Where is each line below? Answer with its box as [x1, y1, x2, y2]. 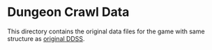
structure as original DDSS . [7, 34, 85, 42]
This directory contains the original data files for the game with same [7, 27, 205, 35]
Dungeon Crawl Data [7, 4, 130, 20]
